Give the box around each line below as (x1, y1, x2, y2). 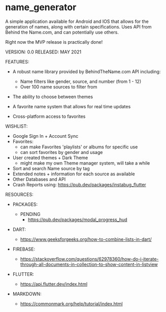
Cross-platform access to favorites (12, 113, 86, 119)
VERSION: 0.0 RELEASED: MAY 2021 (5, 49, 82, 55)
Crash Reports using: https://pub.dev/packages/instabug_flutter (12, 181, 146, 188)
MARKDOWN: (12, 291, 42, 297)
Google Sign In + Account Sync (12, 133, 79, 139)
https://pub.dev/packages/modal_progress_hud (27, 216, 128, 223)
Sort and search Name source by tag (12, 165, 90, 171)
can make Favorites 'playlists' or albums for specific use (20, 144, 138, 150)
